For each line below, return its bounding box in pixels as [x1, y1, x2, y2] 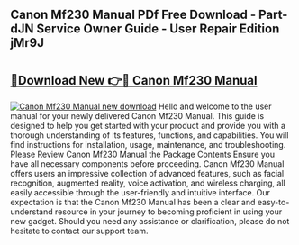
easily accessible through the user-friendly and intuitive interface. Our [10, 187, 271, 197]
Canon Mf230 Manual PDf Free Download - [10, 7, 257, 23]
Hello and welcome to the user [158, 101, 272, 112]
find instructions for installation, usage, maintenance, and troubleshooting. [10, 140, 286, 150]
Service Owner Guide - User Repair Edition [36, 22, 280, 37]
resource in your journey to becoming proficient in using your [54, 206, 283, 217]
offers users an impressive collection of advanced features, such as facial [10, 168, 285, 178]
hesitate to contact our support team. [10, 225, 149, 236]
